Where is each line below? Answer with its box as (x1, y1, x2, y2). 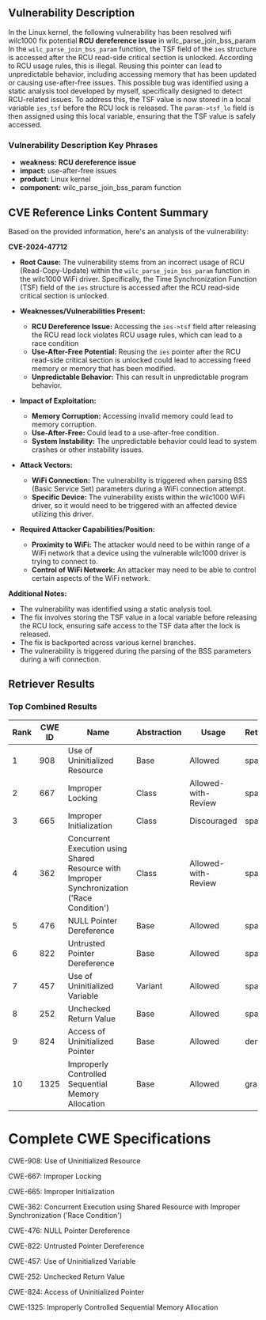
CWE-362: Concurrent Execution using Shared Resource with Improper (8, 1202, 241, 1212)
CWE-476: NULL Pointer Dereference (8, 1226, 131, 1235)
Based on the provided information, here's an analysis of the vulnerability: (8, 226, 249, 236)
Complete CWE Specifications (8, 1129, 211, 1147)
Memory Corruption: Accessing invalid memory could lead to (31, 411, 234, 420)
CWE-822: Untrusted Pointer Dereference (8, 1241, 145, 1250)
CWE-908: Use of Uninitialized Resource (8, 1155, 141, 1166)
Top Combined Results (8, 701, 97, 712)
